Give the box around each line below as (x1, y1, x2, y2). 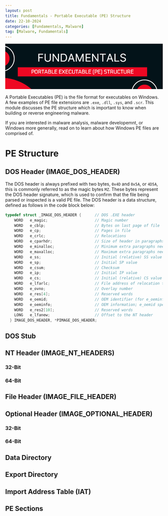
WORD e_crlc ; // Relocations (14, 233, 126, 238)
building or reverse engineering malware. (5, 110, 90, 116)
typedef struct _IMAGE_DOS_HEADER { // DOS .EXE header (5, 212, 135, 217)
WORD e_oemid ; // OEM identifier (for (14, 296, 144, 302)
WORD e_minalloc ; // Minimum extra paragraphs (14, 244, 155, 249)
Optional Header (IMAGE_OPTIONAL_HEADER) (5, 409, 153, 418)
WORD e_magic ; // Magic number (14, 217, 128, 222)
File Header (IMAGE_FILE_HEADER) (5, 392, 116, 401)
